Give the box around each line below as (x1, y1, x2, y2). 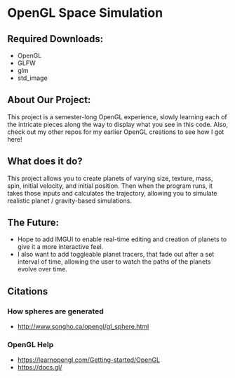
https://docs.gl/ (17, 363, 62, 372)
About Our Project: (7, 94, 91, 106)
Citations (7, 285, 48, 297)
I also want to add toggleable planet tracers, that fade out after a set (17, 250, 215, 259)
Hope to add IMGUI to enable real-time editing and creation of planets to (17, 235, 227, 243)
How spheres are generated (7, 306, 104, 316)
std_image (17, 74, 48, 82)
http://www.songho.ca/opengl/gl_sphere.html (17, 323, 149, 331)
